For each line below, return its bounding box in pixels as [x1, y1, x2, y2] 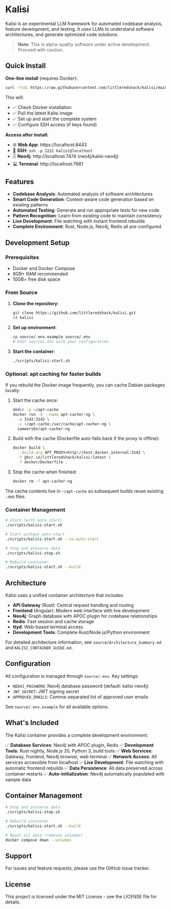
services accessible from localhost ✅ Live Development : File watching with [5, 759, 164, 765]
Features [5, 177, 34, 186]
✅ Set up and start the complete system [12, 116, 97, 122]
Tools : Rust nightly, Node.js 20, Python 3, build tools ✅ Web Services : [5, 747, 153, 754]
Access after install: [5, 131, 49, 138]
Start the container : [12, 348, 55, 354]
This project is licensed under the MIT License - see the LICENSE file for [5, 894, 157, 900]
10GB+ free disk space [12, 276, 61, 282]
